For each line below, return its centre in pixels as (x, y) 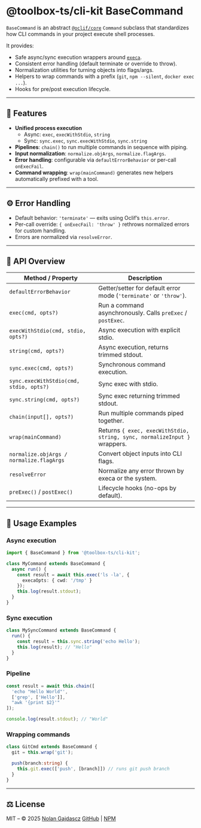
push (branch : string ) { (40, 763)
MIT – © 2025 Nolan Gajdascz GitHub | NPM (61, 818)
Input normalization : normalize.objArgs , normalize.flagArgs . (90, 153)
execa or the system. (128, 479)
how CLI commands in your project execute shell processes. (80, 34)
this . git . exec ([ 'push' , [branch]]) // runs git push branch (93, 769)
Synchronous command (132, 365)
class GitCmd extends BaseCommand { (52, 747)
